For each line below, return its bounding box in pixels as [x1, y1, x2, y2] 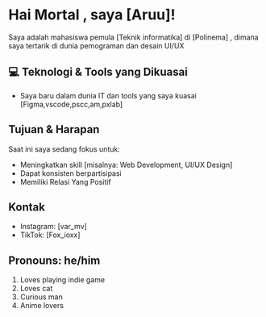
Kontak [8, 200, 46, 214]
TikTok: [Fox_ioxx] [19, 230, 81, 240]
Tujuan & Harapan [8, 123, 100, 136]
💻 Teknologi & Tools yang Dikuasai [8, 65, 188, 79]
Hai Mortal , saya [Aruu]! [8, 6, 176, 24]
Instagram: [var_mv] [19, 222, 87, 231]
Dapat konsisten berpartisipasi [19, 168, 123, 178]
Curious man [19, 292, 63, 302]
